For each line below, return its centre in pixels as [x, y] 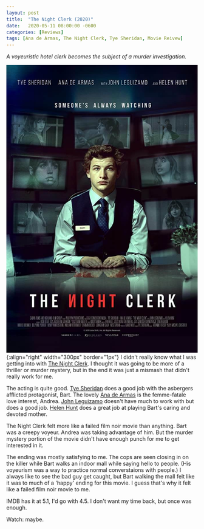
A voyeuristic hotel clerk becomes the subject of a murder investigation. [97, 57]
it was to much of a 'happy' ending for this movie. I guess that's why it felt [99, 483]
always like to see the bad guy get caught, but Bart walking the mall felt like [101, 476]
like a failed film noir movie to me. [48, 489]
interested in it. [25, 445]
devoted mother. [27, 414]
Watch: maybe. [25, 519]
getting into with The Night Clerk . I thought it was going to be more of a [95, 363]
